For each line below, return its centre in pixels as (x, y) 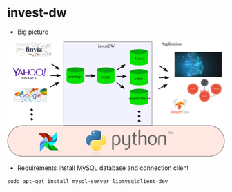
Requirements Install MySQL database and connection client (103, 168)
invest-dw (37, 13)
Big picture (32, 32)
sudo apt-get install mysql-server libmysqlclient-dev (88, 181)
